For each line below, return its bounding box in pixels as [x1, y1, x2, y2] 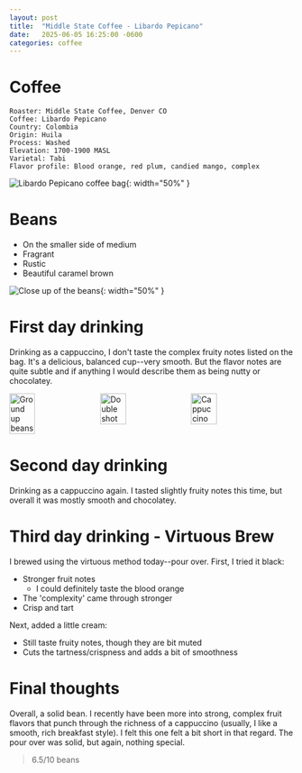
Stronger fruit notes [22, 573, 96, 584]
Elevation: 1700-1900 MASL [9, 146, 111, 156]
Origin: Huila [9, 131, 63, 140]
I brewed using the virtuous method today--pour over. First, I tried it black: [9, 556, 285, 567]
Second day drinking [9, 456, 169, 476]
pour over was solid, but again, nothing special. [9, 736, 186, 748]
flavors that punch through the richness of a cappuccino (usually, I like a [9, 717, 278, 728]
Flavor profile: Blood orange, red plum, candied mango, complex [9, 162, 260, 171]
